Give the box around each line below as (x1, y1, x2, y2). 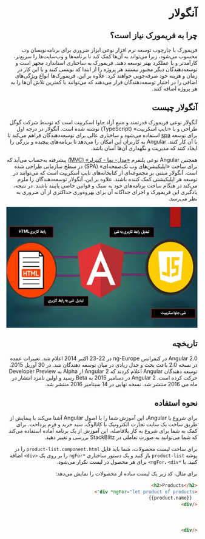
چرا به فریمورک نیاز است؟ (110, 30, 198, 41)
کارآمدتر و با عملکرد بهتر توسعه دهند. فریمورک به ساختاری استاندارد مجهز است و (15, 59, 198, 66)
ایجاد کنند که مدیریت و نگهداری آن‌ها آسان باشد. (90, 144, 198, 152)
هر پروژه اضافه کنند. (151, 85, 198, 92)
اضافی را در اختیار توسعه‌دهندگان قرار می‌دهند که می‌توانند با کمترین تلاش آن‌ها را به (10, 79, 198, 85)
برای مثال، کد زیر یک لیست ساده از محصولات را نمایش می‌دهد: (55, 470, 198, 477)
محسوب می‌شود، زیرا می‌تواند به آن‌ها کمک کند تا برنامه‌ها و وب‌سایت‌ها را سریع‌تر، (13, 53, 198, 60)
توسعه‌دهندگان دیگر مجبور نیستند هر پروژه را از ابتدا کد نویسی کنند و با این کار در (17, 65, 198, 73)
